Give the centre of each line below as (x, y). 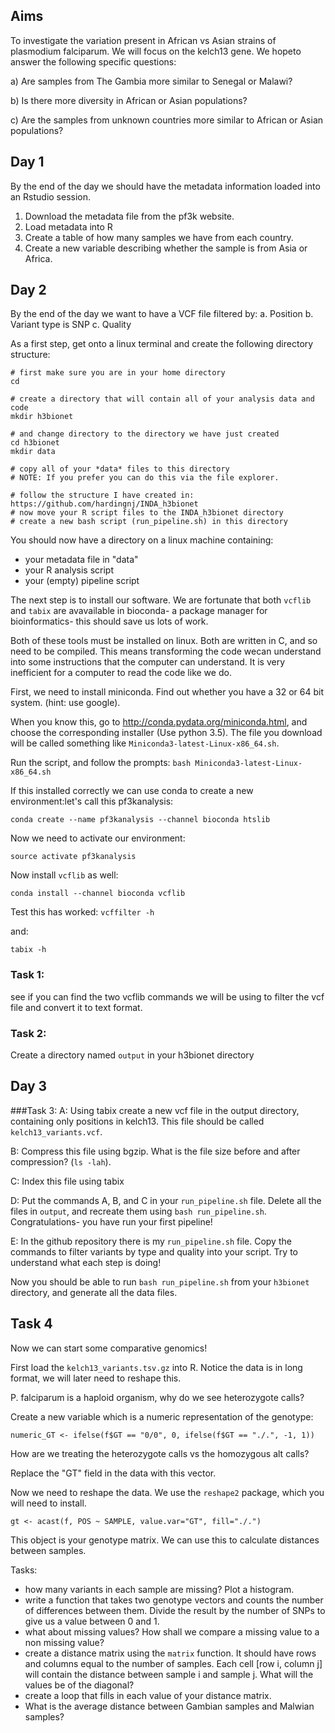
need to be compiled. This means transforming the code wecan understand (166, 651)
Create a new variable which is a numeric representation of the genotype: (162, 1416)
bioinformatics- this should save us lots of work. (109, 621)
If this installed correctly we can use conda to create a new (132, 791)
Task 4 (31, 1324)
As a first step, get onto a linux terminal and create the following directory (162, 344)
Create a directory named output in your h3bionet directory (132, 1055)
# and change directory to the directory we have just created (145, 434)
